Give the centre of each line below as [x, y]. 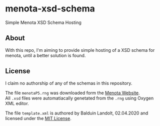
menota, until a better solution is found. [45, 55]
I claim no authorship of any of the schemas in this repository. [69, 83]
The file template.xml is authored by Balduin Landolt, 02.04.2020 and [77, 113]
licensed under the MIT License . [38, 118]
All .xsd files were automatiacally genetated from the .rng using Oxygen [79, 98]
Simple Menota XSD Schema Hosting [43, 22]
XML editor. [17, 103]
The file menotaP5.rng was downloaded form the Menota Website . [72, 93]
